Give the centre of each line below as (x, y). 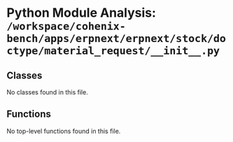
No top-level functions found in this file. (64, 131)
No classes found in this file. (47, 92)
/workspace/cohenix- (66, 26)
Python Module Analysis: (82, 13)
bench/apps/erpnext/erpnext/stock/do (116, 39)
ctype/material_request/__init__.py (113, 51)
